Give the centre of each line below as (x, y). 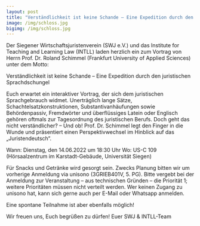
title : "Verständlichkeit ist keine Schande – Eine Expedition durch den (100, 17)
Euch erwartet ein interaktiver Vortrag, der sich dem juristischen (85, 94)
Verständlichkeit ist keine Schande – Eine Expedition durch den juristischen (99, 76)
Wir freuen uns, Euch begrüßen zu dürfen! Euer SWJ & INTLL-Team (89, 216)
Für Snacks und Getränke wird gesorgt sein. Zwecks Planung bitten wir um (98, 168)
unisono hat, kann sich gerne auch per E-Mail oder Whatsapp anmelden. (96, 193)
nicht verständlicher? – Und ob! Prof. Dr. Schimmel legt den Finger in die (95, 126)
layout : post (22, 12)
